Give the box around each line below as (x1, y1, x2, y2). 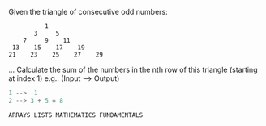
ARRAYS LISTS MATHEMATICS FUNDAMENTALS (8, 111, 144, 120)
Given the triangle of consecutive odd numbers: (8, 7, 168, 16)
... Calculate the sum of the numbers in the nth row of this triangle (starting (8, 65, 258, 74)
